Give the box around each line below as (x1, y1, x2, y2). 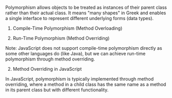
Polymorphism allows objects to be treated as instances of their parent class (5, 5, 167, 10)
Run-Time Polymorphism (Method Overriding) (12, 35, 110, 41)
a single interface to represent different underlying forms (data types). (5, 15, 154, 21)
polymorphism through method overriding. (5, 56, 95, 62)
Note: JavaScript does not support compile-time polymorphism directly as (5, 45, 163, 51)
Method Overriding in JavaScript (12, 66, 82, 72)
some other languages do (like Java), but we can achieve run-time (5, 51, 146, 56)
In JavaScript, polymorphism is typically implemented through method (5, 76, 154, 82)
